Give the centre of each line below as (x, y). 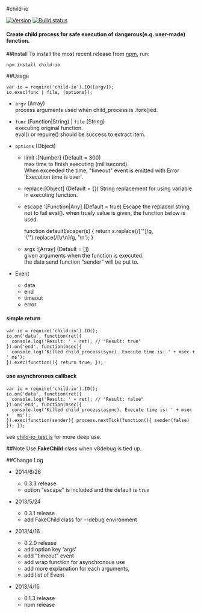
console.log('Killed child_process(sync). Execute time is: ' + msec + (104, 352)
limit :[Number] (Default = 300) (62, 158)
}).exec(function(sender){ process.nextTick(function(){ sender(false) (98, 420)
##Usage (18, 76)
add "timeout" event (49, 556)
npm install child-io (33, 65)
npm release (39, 604)
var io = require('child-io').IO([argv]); (60, 87)
